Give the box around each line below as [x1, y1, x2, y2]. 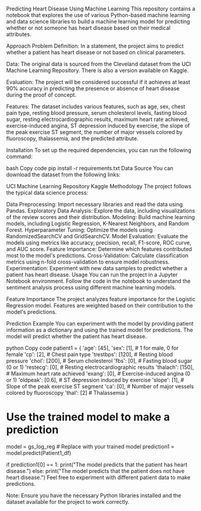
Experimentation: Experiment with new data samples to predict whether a [6, 265, 188, 271]
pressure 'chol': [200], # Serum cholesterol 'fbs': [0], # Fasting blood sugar [6, 358, 193, 364]
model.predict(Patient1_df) [6, 449, 71, 456]
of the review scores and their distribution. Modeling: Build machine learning [6, 214, 195, 220]
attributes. [6, 31, 32, 38]
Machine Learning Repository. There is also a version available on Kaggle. [6, 67, 189, 74]
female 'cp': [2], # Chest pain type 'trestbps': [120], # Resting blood [6, 351, 173, 358]
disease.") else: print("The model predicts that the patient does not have [6, 467, 185, 474]
